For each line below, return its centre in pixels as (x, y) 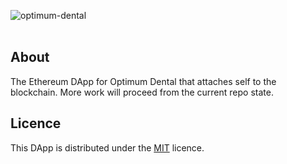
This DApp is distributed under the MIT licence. (107, 147)
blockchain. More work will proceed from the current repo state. (142, 92)
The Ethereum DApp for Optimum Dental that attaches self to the (143, 81)
